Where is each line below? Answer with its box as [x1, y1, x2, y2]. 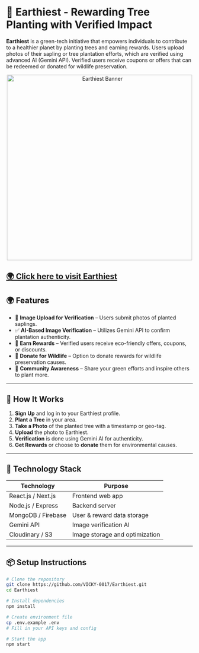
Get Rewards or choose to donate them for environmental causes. [14, 441, 178, 448]
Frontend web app [72, 492, 123, 500]
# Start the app [6, 636, 46, 642]
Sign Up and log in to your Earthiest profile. [14, 410, 120, 417]
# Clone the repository [6, 576, 65, 582]
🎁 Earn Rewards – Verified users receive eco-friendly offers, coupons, [14, 340, 187, 347]
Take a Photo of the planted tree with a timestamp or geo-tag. [14, 422, 166, 429]
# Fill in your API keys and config [6, 625, 97, 631]
